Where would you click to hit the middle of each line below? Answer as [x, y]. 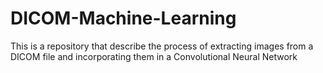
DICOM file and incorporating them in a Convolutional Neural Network [154, 56]
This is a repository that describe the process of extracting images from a [162, 46]
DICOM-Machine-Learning [123, 18]
